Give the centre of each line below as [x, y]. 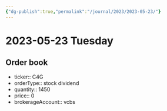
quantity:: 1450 [32, 89]
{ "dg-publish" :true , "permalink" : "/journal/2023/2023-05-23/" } [83, 12]
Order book [27, 63]
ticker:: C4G [29, 77]
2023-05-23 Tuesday [60, 40]
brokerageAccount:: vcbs [45, 102]
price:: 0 [24, 96]
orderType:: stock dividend [46, 83]
